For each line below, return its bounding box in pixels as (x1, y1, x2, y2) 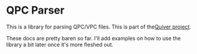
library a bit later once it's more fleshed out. (6, 41, 114, 48)
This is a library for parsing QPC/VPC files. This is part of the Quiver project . (6, 23, 192, 30)
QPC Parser (6, 4, 65, 17)
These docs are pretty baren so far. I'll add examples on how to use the (6, 34, 181, 42)
